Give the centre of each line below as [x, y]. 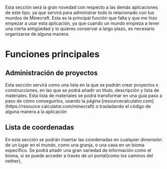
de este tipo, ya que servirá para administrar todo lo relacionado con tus [80, 13]
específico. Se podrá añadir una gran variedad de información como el [78, 150]
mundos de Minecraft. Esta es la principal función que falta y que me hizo [81, 18]
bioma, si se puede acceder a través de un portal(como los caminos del [79, 155]
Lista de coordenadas [40, 128]
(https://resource [23, 106]
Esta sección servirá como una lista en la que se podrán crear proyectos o [82, 85]
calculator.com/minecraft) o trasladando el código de [96, 106]
